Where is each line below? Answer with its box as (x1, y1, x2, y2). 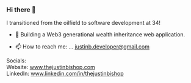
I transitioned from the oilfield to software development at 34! (6, 19, 160, 27)
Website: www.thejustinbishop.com (6, 64, 96, 71)
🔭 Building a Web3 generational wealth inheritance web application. (15, 31, 186, 38)
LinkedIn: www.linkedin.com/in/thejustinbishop (6, 70, 124, 78)
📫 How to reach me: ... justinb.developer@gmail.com (15, 43, 150, 50)
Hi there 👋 (6, 5, 37, 14)
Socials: (6, 57, 26, 64)
